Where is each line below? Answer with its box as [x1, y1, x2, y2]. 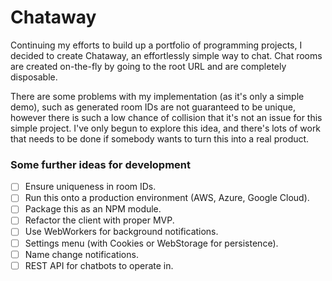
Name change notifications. [24, 248, 139, 260]
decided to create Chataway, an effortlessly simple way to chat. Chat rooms [10, 49, 323, 61]
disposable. [10, 71, 58, 83]
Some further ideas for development [10, 157, 192, 171]
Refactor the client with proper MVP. [24, 214, 175, 226]
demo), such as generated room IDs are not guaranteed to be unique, [10, 101, 297, 113]
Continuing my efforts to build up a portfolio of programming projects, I [10, 39, 303, 51]
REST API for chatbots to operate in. [24, 259, 174, 271]
